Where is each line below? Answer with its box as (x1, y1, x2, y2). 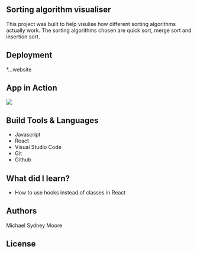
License (6, 239, 36, 249)
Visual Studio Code (14, 144, 62, 151)
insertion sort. (6, 33, 40, 40)
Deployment (6, 50, 53, 60)
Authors (6, 206, 37, 216)
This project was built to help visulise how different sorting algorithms (6, 20, 176, 27)
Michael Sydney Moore (6, 222, 63, 229)
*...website (6, 66, 32, 73)
